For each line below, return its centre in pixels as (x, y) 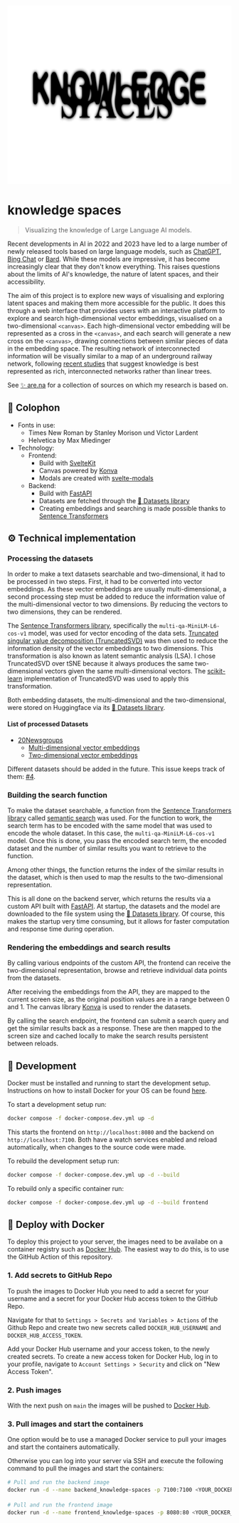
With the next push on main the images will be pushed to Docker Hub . (109, 1405)
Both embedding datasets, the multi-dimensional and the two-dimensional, (117, 700)
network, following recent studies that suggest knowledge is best (103, 363)
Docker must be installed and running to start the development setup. (109, 1083)
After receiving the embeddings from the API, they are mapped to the (109, 992)
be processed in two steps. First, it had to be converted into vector (105, 582)
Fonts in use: (36, 425)
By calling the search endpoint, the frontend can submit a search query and (118, 1021)
